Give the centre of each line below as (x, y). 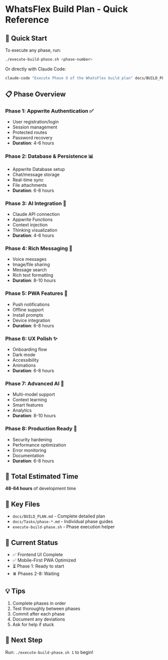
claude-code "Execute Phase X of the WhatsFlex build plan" (69, 78)
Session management (35, 127)
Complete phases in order (39, 603)
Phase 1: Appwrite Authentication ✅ (49, 111)
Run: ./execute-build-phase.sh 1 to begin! (49, 652)
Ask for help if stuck (33, 624)
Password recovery (32, 138)
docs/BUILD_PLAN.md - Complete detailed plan (59, 516)
